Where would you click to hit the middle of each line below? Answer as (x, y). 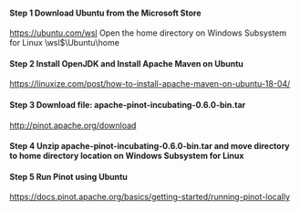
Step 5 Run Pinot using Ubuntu (68, 176)
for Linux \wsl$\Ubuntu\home (65, 43)
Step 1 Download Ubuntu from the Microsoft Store (106, 13)
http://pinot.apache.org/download (73, 125)
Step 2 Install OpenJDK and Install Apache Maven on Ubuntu (127, 63)
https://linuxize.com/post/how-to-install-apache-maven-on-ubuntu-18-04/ (150, 84)
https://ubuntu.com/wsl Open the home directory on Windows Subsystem (148, 33)
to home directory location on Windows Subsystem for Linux (127, 156)
